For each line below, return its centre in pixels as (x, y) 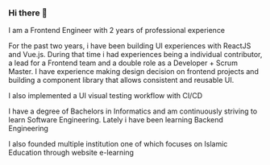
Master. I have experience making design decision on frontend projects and (134, 72)
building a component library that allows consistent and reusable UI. (121, 80)
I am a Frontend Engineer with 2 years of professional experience (117, 31)
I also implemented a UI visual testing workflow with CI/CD (106, 96)
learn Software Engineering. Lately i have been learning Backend (116, 120)
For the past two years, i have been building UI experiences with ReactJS (130, 46)
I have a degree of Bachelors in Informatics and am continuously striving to (133, 111)
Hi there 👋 (28, 13)
